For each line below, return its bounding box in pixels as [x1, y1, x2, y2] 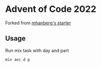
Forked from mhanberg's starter [5, 20, 71, 26]
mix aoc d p [5, 57, 30, 62]
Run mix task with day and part [5, 47, 69, 53]
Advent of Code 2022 [5, 3, 96, 15]
